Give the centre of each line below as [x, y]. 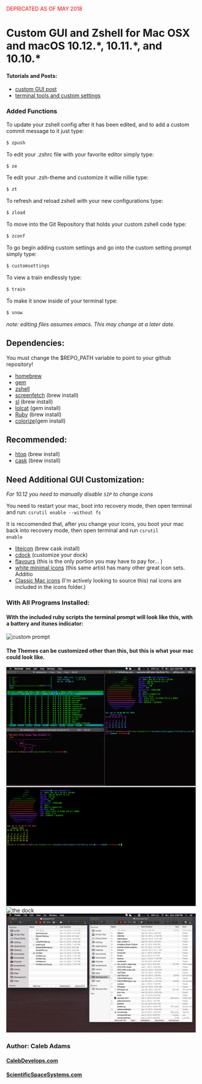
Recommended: [37, 439]
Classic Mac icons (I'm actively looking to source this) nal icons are [98, 581]
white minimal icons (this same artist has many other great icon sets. [100, 568]
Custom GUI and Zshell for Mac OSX [98, 33]
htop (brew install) [37, 454]
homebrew [28, 376]
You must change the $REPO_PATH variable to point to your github [89, 358]
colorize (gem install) [40, 421]
